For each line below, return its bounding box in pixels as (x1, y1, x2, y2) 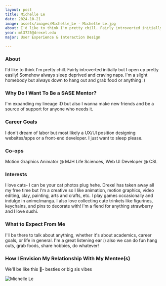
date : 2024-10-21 (5, 16, 41, 21)
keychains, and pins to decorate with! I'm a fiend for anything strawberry (5, 203, 153, 209)
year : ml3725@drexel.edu (5, 30, 56, 35)
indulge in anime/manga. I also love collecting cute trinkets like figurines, (5, 198, 153, 204)
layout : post (5, 7, 32, 12)
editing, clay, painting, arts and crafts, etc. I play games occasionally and (5, 192, 153, 198)
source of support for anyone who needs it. (5, 106, 94, 112)
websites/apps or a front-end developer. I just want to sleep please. (5, 135, 143, 141)
